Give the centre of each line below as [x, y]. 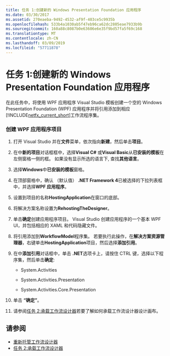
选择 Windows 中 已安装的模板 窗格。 [50, 169]
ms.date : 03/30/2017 [28, 15]
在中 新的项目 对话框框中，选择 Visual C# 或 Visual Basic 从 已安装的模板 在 [89, 152]
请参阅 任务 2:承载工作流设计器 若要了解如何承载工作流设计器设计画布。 [87, 311]
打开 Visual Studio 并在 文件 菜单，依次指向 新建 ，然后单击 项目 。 [79, 141]
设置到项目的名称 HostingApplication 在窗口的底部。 [67, 197]
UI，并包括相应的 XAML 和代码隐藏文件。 [56, 225]
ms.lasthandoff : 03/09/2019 [36, 43]
